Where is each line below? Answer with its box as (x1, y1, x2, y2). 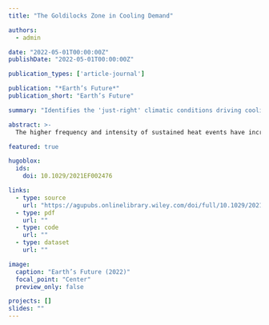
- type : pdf (15, 209, 56, 217)
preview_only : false (15, 283, 84, 291)
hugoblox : (8, 157, 42, 165)
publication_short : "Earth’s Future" (8, 92, 134, 100)
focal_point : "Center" (15, 275, 91, 283)
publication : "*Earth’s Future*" (8, 85, 120, 93)
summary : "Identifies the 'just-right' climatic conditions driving (8, 106, 242, 114)
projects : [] (8, 297, 52, 305)
